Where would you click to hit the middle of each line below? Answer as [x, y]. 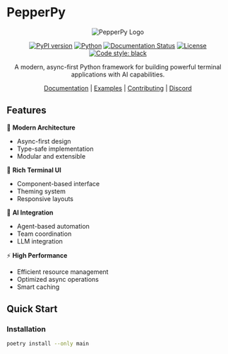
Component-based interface [58, 183]
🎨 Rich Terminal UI [34, 170]
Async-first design [44, 141]
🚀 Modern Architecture [41, 127]
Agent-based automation [53, 226]
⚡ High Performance [37, 255]
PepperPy [36, 12]
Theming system [41, 191]
